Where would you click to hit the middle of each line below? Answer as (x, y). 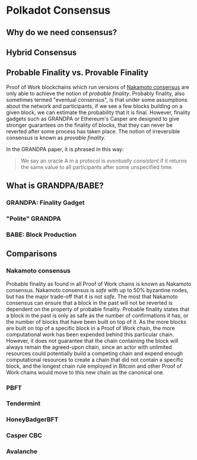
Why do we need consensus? (62, 32)
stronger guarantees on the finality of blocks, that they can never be (90, 125)
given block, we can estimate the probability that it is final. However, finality (99, 112)
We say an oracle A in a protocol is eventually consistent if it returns (104, 161)
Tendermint (23, 403)
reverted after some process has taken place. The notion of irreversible (93, 131)
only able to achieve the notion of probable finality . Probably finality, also (96, 93)
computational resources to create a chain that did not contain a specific (95, 359)
